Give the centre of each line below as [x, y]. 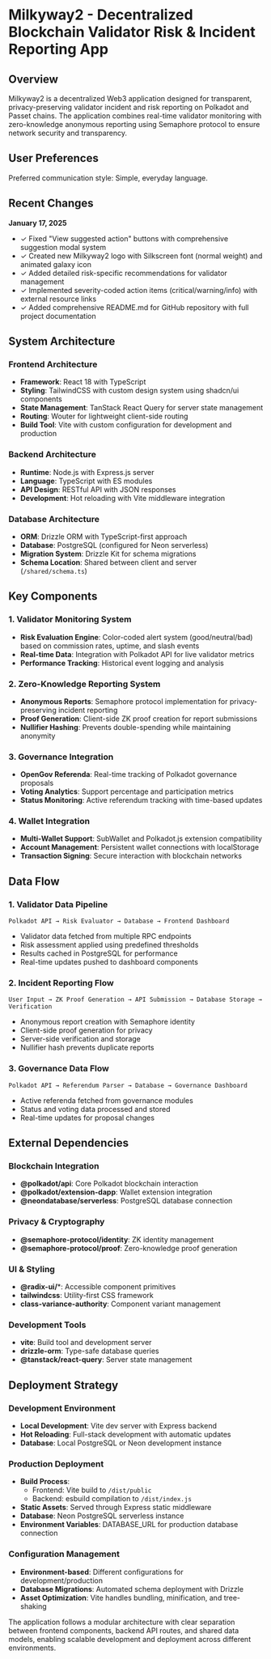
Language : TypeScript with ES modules [86, 481]
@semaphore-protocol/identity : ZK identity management [117, 1239]
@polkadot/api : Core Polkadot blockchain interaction [109, 1184]
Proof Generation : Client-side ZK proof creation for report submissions [138, 719]
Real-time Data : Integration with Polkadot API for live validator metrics [137, 654]
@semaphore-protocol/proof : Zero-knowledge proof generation [129, 1248]
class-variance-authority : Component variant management [120, 1304]
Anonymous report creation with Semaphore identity [108, 1022]
